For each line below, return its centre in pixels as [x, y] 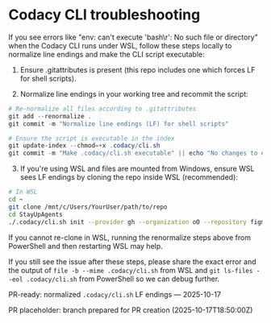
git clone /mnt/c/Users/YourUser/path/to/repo [88, 207]
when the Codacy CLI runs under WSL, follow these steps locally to [120, 45]
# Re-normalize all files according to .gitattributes [102, 109]
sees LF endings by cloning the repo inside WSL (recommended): [129, 177]
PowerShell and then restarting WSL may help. [85, 246]
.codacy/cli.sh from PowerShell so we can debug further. [123, 279]
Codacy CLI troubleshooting [104, 15]
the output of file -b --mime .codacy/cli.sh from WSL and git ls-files [131, 270]
